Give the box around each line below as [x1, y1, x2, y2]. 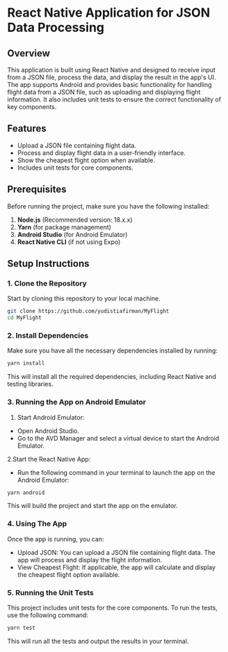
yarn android [7, 489, 45, 496]
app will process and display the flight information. [17, 555, 163, 564]
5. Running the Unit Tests [7, 587, 94, 597]
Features [7, 123, 47, 135]
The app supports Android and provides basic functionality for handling [7, 81, 212, 88]
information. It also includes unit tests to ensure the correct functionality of [7, 95, 221, 104]
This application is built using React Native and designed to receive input [7, 66, 215, 74]
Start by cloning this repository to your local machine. [7, 294, 161, 303]
